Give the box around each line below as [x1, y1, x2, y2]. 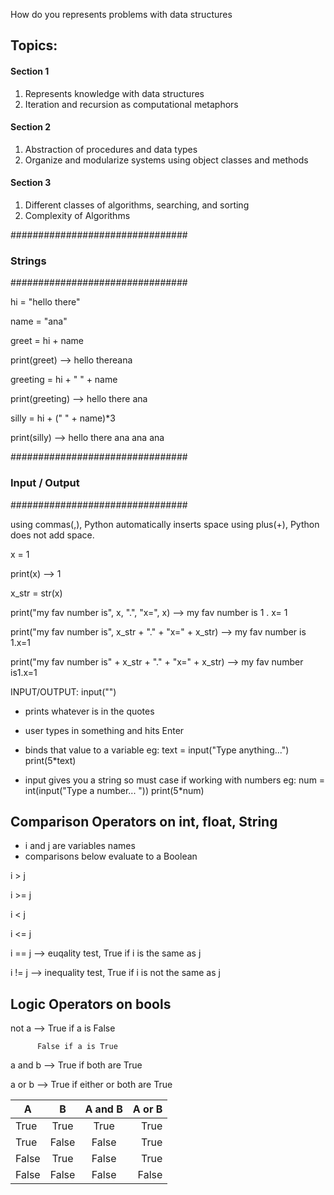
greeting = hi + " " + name [10, 374, 118, 386]
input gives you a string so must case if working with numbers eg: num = [24, 774, 326, 786]
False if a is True [36, 1042, 118, 1052]
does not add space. [10, 529, 95, 541]
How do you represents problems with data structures [10, 9, 233, 20]
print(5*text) [24, 754, 77, 766]
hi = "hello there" [10, 296, 81, 308]
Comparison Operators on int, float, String [10, 813, 278, 830]
